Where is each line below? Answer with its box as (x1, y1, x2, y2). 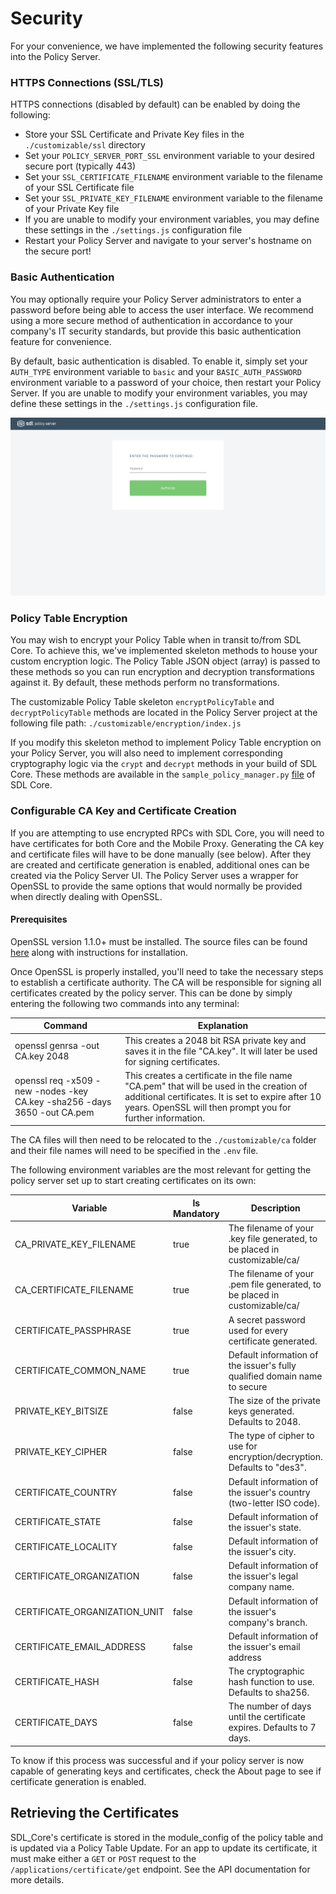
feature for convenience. (10, 335, 112, 347)
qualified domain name (228, 1370, 323, 1382)
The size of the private (228, 1395, 321, 1407)
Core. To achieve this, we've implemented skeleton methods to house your (10, 645, 318, 657)
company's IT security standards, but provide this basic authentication (10, 325, 302, 337)
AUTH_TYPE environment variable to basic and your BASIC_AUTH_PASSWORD (10, 365, 302, 377)
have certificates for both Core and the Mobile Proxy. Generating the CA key (10, 837, 325, 849)
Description (250, 1202, 301, 1214)
